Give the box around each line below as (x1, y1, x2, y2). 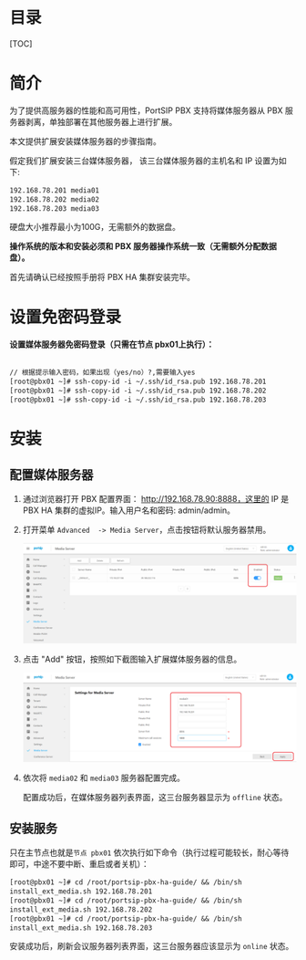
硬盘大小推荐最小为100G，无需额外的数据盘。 (9, 221, 180, 232)
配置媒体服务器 (9, 467, 94, 483)
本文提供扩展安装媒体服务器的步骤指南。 (9, 135, 161, 146)
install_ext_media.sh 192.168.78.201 (9, 886, 153, 896)
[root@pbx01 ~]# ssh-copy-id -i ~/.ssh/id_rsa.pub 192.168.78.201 (9, 377, 267, 386)
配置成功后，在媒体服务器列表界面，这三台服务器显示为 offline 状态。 (22, 791, 288, 802)
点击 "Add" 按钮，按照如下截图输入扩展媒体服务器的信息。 (22, 653, 242, 665)
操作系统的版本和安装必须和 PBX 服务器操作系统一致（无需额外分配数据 (9, 240, 278, 251)
